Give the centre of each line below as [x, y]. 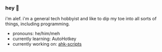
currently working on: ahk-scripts [47, 44]
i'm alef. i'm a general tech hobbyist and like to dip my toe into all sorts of [81, 19]
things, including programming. [38, 24]
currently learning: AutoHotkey [44, 39]
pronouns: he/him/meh [36, 34]
